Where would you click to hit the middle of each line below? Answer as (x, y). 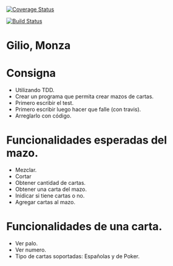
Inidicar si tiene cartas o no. (50, 196)
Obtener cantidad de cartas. (50, 183)
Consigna (31, 73)
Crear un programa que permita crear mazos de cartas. (84, 96)
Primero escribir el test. (44, 103)
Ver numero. (31, 250)
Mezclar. (26, 170)
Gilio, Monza (39, 46)
